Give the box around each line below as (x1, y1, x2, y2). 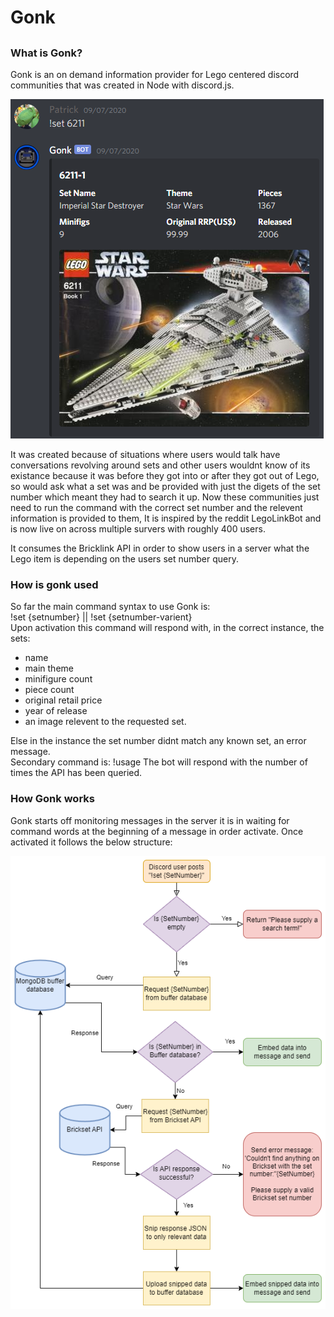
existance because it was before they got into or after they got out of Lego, (10, 469, 320, 481)
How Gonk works (10, 792, 95, 806)
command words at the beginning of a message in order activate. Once (10, 825, 304, 837)
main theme (24, 662, 74, 675)
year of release (24, 705, 88, 717)
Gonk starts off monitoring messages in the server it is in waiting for (10, 814, 290, 826)
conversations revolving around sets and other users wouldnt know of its (10, 459, 311, 471)
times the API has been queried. (10, 767, 143, 779)
